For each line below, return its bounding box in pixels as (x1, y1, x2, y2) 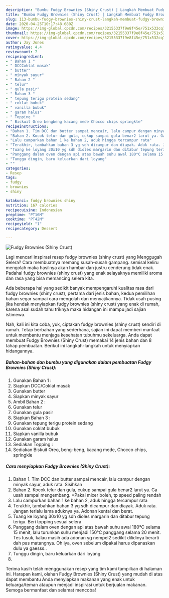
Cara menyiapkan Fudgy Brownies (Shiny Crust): (6, 463, 110, 469)
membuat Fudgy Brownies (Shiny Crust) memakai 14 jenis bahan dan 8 (6, 337, 152, 343)
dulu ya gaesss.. (13, 545, 47, 551)
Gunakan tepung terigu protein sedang (13, 420, 93, 426)
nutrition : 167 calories (6, 203, 58, 208)
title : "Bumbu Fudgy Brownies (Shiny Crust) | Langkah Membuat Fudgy (6, 12, 154, 17)
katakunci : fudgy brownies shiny (6, 198, 76, 203)
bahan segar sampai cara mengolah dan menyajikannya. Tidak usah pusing (6, 295, 161, 301)
